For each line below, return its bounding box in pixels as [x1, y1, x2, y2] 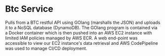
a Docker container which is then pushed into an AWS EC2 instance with [5, 30, 152, 36]
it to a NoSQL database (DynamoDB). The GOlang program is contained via [5, 24, 158, 30]
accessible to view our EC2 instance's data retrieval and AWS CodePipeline [5, 40, 159, 46]
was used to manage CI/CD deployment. [5, 45, 87, 51]
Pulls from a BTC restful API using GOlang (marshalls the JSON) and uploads [5, 19, 161, 25]
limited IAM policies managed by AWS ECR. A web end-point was [5, 35, 138, 41]
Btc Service [5, 3, 53, 15]
